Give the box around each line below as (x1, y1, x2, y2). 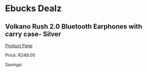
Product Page (5, 43, 33, 49)
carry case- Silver (5, 30, 61, 38)
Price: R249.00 (5, 52, 35, 58)
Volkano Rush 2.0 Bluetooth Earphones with (5, 22, 143, 31)
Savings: (5, 62, 23, 67)
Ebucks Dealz (5, 3, 62, 14)
